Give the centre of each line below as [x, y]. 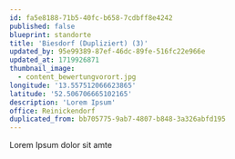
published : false [42, 26]
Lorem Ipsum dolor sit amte [61, 145]
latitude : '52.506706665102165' [71, 94]
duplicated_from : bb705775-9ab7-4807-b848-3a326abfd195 [117, 119]
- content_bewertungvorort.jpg [77, 77]
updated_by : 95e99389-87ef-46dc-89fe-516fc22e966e [107, 52]
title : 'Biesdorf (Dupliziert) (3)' [79, 43]
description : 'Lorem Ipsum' [63, 102]
